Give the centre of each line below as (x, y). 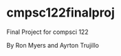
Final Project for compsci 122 (47, 32)
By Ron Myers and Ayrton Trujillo (53, 45)
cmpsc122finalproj (60, 13)
